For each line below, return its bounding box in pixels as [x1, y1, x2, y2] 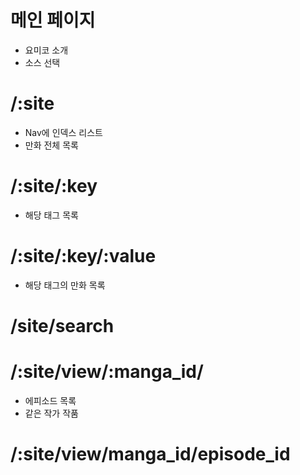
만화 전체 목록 [24, 139, 79, 151]
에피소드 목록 [24, 394, 77, 406]
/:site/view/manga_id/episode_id [10, 443, 291, 466]
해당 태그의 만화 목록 [24, 279, 106, 291]
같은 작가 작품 [24, 407, 79, 419]
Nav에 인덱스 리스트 [24, 126, 103, 138]
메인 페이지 [10, 9, 96, 32]
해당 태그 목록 [24, 209, 79, 221]
